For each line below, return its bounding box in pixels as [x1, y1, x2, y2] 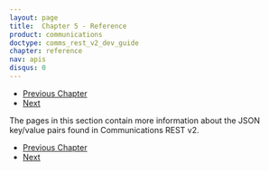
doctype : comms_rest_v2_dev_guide [9, 38, 140, 48]
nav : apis [9, 55, 47, 64]
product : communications [9, 30, 103, 39]
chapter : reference [9, 47, 83, 56]
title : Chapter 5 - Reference [9, 22, 127, 31]
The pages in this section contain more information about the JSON [9, 114, 260, 126]
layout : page [9, 13, 59, 22]
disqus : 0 [9, 64, 47, 73]
